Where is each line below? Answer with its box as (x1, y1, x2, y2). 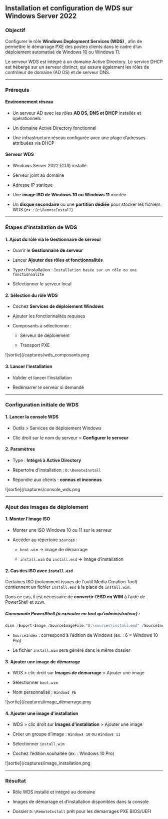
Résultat (5, 777, 26, 784)
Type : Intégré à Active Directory (12, 457, 81, 463)
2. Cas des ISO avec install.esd (5, 568, 73, 574)
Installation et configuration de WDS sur (5, 4, 133, 13)
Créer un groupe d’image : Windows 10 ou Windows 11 (12, 731, 121, 737)
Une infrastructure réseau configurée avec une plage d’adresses (12, 135, 146, 141)
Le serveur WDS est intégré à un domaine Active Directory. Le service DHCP (5, 59, 163, 65)
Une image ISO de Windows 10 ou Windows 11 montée (12, 192, 126, 198)
